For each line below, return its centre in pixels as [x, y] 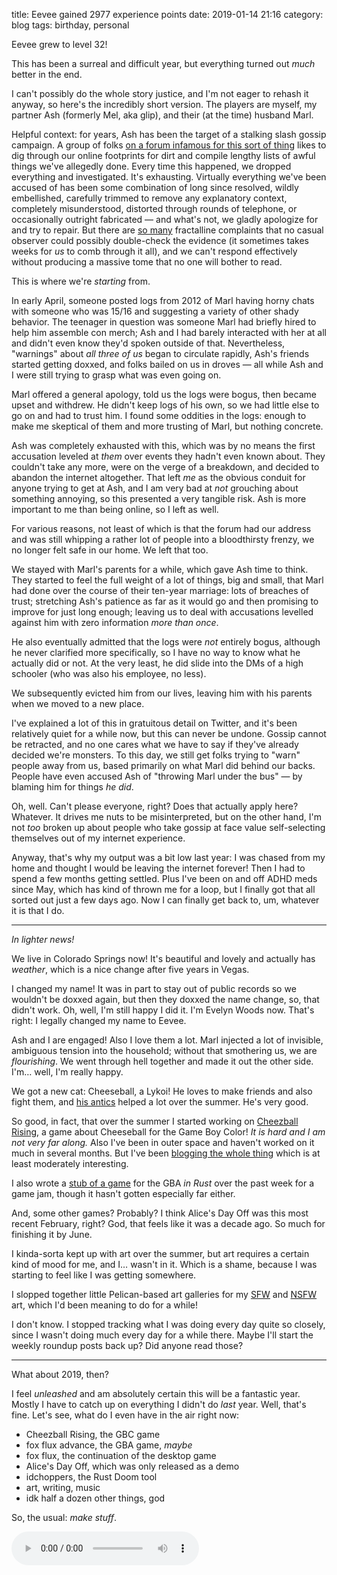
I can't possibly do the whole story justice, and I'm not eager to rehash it [160, 93]
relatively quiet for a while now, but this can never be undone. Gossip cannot [169, 733]
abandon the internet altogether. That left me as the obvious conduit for [158, 477]
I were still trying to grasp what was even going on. [116, 375]
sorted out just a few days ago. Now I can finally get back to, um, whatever [165, 900]
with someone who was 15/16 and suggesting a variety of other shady [155, 311]
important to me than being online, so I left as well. [115, 509]
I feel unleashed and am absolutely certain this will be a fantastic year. [156, 1393]
